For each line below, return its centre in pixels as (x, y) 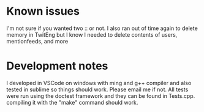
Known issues (43, 11)
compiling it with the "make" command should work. (72, 102)
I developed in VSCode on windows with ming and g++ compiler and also (99, 83)
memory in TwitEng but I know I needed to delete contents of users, (92, 34)
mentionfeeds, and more (37, 41)
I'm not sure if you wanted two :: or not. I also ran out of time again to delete (102, 28)
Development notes (57, 66)
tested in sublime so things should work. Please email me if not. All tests (97, 89)
